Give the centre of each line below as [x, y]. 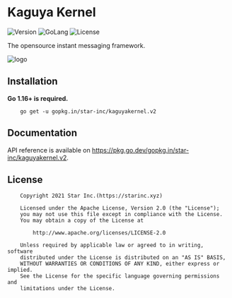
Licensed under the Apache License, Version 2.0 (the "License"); [120, 208]
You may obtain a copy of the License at [82, 221]
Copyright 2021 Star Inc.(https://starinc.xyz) [91, 196]
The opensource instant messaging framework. [76, 45]
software [20, 251]
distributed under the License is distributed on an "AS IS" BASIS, [123, 258]
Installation [33, 82]
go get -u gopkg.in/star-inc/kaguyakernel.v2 [88, 111]
